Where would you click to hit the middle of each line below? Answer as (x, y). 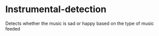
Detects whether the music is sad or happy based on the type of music (80, 23)
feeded (13, 28)
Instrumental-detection (56, 9)
